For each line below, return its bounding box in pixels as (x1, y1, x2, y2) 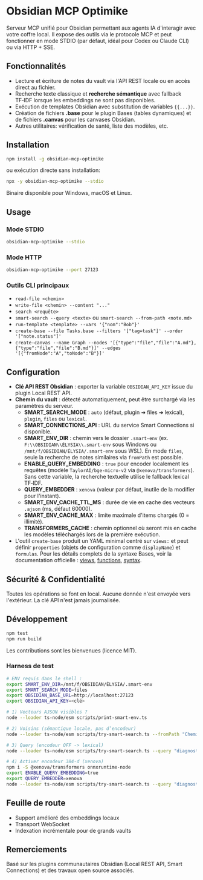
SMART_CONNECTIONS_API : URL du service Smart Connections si (24, 422, 195, 429)
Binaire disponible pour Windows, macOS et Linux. (6, 189, 132, 197)
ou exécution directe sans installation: (6, 166, 101, 174)
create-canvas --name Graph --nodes (14, 340, 108, 346)
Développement (6, 614, 68, 625)
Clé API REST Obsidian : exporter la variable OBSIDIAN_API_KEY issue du (14, 383, 193, 390)
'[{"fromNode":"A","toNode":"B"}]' (14, 350, 105, 356)
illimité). (24, 518, 44, 525)
